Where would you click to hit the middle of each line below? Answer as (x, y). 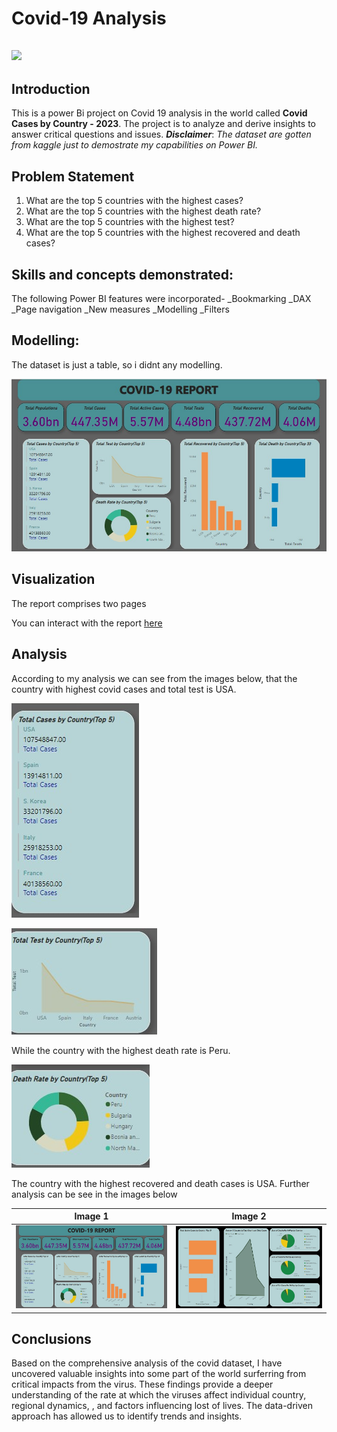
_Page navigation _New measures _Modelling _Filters (120, 309)
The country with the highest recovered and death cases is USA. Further (160, 1183)
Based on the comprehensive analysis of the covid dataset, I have (147, 1363)
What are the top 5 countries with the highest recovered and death (163, 233)
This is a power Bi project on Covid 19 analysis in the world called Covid (159, 113)
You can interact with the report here (87, 623)
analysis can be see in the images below (94, 1194)
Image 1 (91, 1216)
